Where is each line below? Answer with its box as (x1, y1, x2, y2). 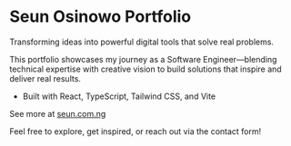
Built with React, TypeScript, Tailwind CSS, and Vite (22, 91, 216, 102)
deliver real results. (9, 73, 82, 83)
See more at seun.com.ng (9, 108, 106, 119)
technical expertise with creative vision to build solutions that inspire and (9, 63, 282, 74)
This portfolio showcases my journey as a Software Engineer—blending (9, 54, 277, 64)
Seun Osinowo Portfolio (9, 6, 192, 27)
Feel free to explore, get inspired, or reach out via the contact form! (9, 125, 262, 137)
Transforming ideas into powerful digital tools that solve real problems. (9, 36, 275, 47)
